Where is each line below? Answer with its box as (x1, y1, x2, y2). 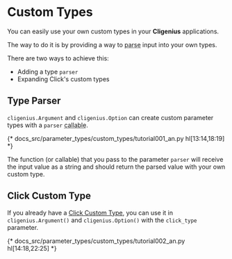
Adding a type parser (17, 67, 78, 76)
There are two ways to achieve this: (7, 53, 109, 62)
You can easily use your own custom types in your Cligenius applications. (7, 27, 219, 35)
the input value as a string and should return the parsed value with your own (7, 162, 226, 171)
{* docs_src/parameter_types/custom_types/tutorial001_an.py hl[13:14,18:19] (7, 134, 225, 142)
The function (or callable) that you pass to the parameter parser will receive (7, 155, 224, 163)
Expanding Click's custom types (17, 74, 110, 83)
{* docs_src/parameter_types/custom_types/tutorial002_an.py (7, 237, 185, 245)
